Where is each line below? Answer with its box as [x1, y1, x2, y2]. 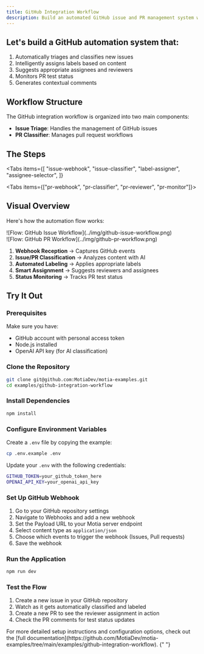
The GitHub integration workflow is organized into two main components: [6, 113, 189, 121]
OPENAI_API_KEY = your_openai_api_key [6, 479, 99, 485]
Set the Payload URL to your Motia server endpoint [15, 520, 143, 527]
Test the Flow [6, 583, 47, 591]
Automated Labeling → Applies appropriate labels [15, 260, 141, 267]
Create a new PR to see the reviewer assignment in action [15, 610, 160, 617]
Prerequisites [6, 309, 47, 317]
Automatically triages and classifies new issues [15, 53, 134, 61]
